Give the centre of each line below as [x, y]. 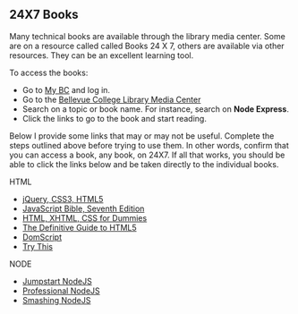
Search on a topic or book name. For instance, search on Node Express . [155, 109]
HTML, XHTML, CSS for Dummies [85, 217]
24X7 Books [44, 15]
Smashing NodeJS [56, 300]
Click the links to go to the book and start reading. [115, 118]
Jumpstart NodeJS [57, 281]
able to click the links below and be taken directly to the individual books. [144, 164]
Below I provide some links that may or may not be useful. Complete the [142, 136]
